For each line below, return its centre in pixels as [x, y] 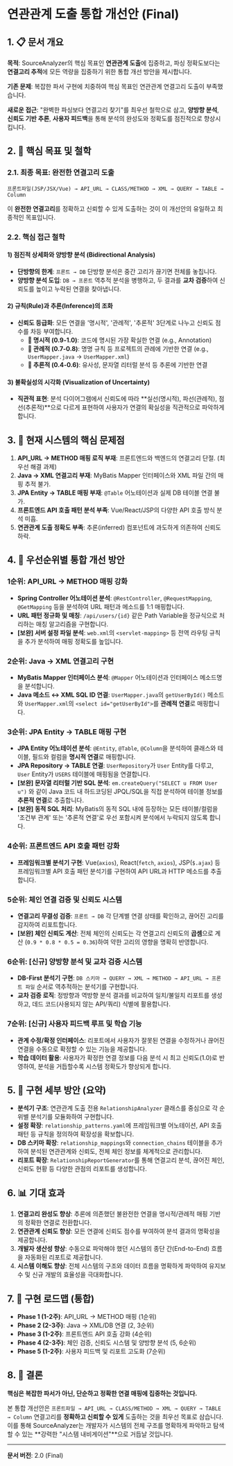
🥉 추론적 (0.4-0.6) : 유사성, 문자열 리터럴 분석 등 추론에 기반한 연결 [118, 365]
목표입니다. [41, 217]
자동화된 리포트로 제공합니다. [63, 1257]
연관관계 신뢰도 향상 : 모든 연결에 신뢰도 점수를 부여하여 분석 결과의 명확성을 [119, 1231]
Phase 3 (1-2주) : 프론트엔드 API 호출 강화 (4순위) [85, 1333]
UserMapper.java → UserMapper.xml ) [78, 357]
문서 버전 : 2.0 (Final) [35, 1455]
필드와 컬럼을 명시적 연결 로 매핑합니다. [84, 757]
